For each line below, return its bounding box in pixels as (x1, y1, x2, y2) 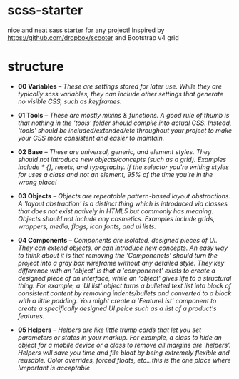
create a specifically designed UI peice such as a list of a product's (17, 304, 217, 313)
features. (17, 311, 45, 320)
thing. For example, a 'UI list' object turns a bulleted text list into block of (17, 281, 232, 290)
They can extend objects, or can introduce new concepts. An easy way (17, 243, 228, 252)
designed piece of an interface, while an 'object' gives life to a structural (17, 273, 232, 282)
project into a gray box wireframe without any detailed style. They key (17, 258, 225, 267)
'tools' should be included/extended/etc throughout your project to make (17, 126, 233, 134)
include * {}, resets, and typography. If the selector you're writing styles (17, 163, 230, 171)
